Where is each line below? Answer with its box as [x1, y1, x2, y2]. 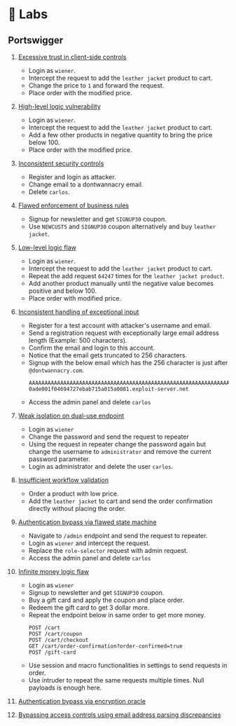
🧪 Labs [8, 6, 48, 22]
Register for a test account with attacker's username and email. [28, 322, 212, 329]
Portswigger [8, 34, 64, 46]
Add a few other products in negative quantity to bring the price [28, 131, 213, 139]
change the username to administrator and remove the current [28, 448, 211, 456]
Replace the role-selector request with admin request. [28, 547, 188, 554]
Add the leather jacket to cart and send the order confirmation [28, 497, 213, 505]
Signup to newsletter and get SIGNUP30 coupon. [28, 589, 165, 596]
